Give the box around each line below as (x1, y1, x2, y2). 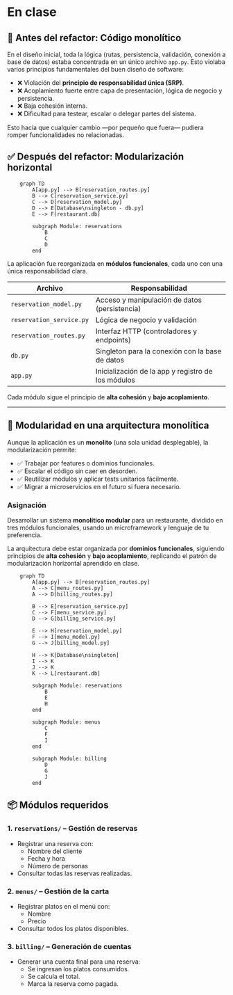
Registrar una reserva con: (17, 839, 94, 847)
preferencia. (7, 530, 42, 539)
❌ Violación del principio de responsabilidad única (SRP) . (17, 79, 184, 87)
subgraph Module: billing (32, 755, 107, 762)
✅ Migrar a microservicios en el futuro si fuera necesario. (17, 482, 182, 491)
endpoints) (96, 335, 132, 344)
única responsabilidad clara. (7, 266, 88, 275)
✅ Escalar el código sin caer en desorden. (17, 467, 137, 475)
